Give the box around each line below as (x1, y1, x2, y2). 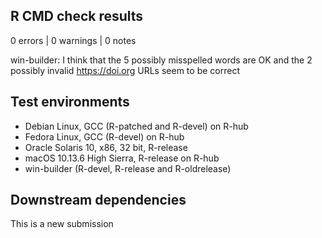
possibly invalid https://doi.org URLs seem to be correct (10, 64, 240, 76)
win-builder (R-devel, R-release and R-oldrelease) (24, 162, 232, 174)
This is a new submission (10, 218, 114, 230)
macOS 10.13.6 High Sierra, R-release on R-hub (24, 152, 220, 164)
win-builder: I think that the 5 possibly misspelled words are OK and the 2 (10, 54, 313, 66)
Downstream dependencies (10, 192, 187, 209)
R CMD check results (10, 8, 144, 25)
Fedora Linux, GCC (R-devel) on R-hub (24, 130, 185, 143)
